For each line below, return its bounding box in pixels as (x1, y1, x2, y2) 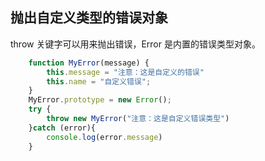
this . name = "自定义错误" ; (46, 76, 152, 87)
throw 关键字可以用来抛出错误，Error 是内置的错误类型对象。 (10, 38, 261, 50)
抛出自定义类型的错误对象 (10, 9, 168, 27)
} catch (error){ (28, 123, 97, 133)
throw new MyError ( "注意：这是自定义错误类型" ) (46, 114, 230, 124)
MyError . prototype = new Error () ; (28, 95, 172, 105)
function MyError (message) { (28, 58, 150, 68)
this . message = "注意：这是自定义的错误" (46, 67, 205, 77)
